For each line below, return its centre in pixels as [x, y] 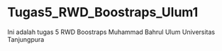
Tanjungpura [26, 39]
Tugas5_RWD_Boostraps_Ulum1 [103, 12]
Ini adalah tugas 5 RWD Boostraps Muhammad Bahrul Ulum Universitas [111, 32]
